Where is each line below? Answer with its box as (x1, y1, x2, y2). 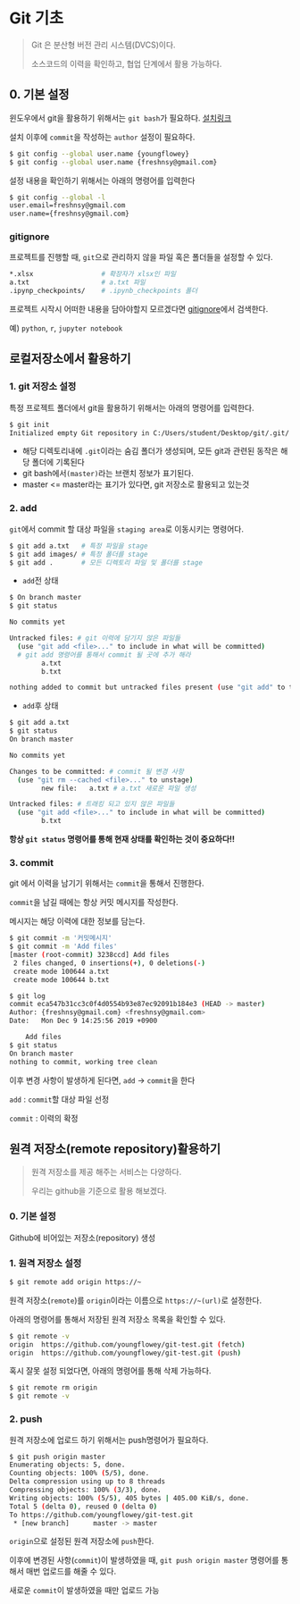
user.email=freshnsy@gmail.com (9, 201, 126, 210)
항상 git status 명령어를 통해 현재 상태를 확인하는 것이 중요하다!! (9, 834, 235, 844)
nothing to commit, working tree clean (9, 1057, 158, 1066)
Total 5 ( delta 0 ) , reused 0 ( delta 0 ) (9, 1502, 158, 1511)
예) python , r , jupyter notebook (9, 323, 123, 333)
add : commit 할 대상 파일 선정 (9, 1094, 110, 1104)
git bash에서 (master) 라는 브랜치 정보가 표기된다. (21, 468, 194, 479)
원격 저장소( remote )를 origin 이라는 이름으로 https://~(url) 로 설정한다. (9, 1295, 262, 1306)
